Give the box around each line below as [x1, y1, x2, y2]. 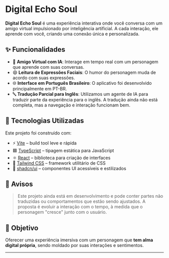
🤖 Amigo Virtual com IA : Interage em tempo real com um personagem [12, 59, 158, 65]
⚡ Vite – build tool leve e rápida [12, 140, 77, 146]
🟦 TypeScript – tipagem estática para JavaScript [12, 147, 114, 154]
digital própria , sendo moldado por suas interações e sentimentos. [5, 242, 144, 248]
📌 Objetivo [5, 223, 39, 232]
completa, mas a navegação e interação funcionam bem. [12, 102, 131, 108]
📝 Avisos [5, 180, 33, 188]
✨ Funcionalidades [5, 45, 65, 54]
